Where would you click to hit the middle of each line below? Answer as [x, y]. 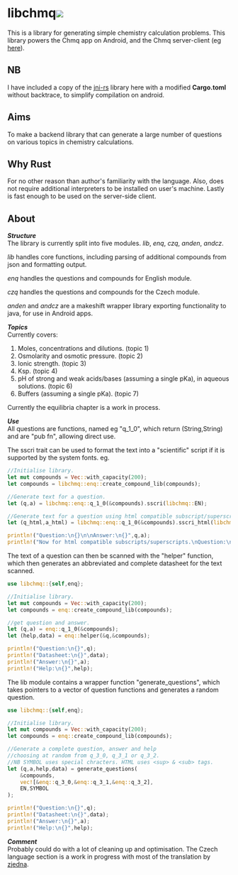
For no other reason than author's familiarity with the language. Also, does [116, 181]
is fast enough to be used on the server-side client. [82, 196]
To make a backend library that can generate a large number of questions [115, 134]
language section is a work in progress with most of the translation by [109, 857]
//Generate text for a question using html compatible [90, 516]
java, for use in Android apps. [50, 313]
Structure [22, 236]
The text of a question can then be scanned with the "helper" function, [110, 556]
